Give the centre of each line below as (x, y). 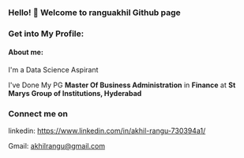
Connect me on (38, 113)
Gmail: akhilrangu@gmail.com (56, 146)
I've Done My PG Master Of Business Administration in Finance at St (122, 85)
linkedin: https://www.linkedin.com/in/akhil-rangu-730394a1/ (107, 131)
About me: (26, 52)
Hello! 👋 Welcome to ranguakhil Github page (95, 13)
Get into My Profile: (46, 33)
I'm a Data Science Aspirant (53, 70)
